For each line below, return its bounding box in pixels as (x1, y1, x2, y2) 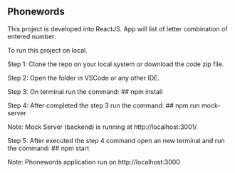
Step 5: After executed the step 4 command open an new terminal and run (7, 136, 225, 145)
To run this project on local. (7, 46, 88, 54)
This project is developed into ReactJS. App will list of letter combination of (7, 24, 228, 33)
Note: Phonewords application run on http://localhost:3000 (7, 157, 180, 166)
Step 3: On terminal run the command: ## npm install (7, 87, 163, 95)
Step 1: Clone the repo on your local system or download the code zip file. (7, 60, 224, 68)
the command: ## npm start (7, 144, 90, 152)
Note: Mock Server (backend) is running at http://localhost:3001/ (7, 122, 197, 131)
